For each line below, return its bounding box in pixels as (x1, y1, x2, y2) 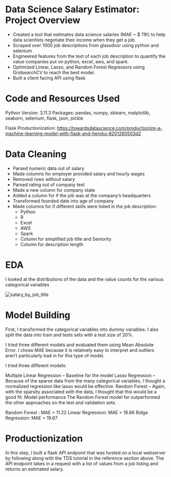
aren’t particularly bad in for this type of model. (5, 352, 105, 358)
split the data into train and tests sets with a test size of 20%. (5, 331, 134, 338)
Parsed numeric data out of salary (12, 165, 85, 171)
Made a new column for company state (12, 187, 95, 193)
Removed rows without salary (12, 176, 76, 182)
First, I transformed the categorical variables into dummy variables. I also (5, 326, 159, 332)
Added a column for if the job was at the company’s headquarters (12, 192, 151, 198)
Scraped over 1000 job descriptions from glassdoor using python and (12, 42, 159, 48)
